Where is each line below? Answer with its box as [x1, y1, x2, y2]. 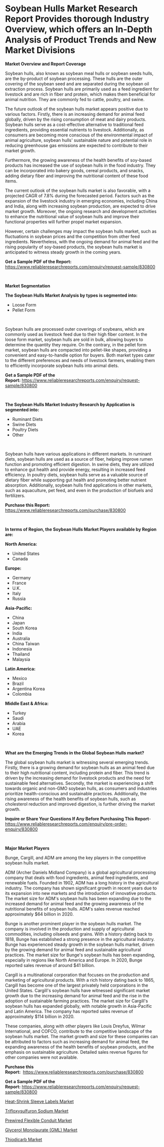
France [12, 580, 27, 586]
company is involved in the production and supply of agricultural [5, 926, 135, 932]
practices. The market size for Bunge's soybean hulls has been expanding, [5, 952, 155, 958]
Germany [12, 574, 31, 580]
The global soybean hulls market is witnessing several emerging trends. [5, 759, 149, 765]
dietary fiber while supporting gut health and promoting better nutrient [5, 477, 146, 483]
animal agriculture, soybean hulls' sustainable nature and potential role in [5, 137, 152, 143]
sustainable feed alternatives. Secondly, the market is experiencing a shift [5, 780, 154, 786]
